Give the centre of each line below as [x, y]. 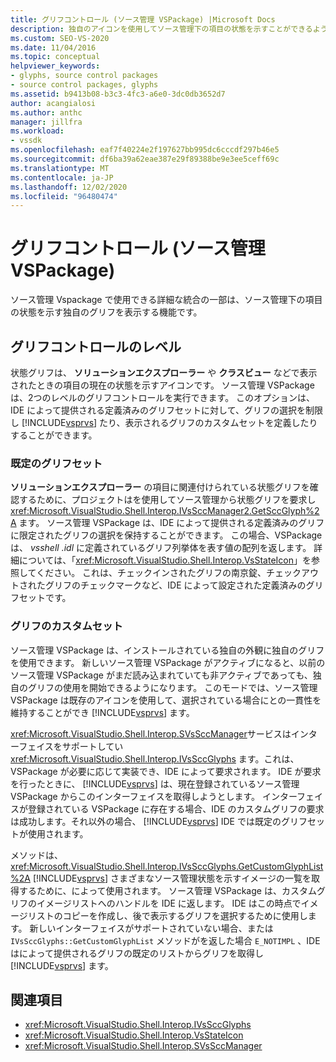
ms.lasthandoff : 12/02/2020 [69, 187]
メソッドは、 [36, 855]
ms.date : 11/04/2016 [53, 47]
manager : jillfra [46, 122]
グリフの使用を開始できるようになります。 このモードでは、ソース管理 [172, 687]
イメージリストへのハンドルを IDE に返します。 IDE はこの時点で [169, 903]
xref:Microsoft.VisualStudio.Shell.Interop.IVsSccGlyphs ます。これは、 [155, 758]
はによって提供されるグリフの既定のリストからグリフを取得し [137, 953]
